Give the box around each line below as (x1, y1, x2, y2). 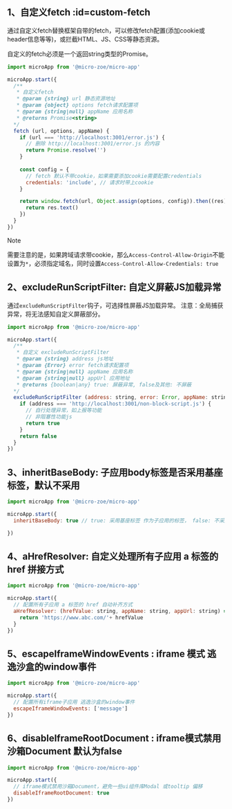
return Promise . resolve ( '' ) (25, 147, 107, 154)
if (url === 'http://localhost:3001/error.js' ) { (19, 134, 166, 141)
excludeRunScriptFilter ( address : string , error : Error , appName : (13, 394, 209, 401)
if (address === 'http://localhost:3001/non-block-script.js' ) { (19, 400, 212, 407)
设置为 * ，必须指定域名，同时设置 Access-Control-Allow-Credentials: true (7, 259, 219, 267)
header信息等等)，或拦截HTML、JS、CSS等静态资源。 (7, 35, 164, 43)
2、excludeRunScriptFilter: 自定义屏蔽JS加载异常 (7, 281, 222, 293)
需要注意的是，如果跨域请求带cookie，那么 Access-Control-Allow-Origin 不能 (7, 250, 225, 258)
